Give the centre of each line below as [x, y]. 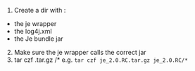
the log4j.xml [33, 31]
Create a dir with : [40, 10]
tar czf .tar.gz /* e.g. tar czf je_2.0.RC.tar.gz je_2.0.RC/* [101, 60]
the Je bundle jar [38, 39]
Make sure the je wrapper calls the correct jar [80, 52]
